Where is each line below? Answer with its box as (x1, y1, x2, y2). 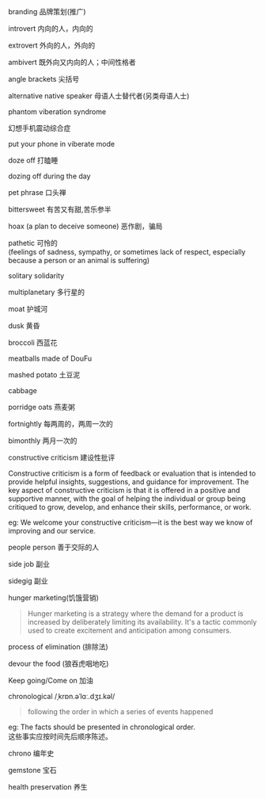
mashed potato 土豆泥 (8, 370, 81, 379)
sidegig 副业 (8, 576, 49, 585)
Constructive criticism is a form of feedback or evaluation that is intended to (8, 468, 256, 478)
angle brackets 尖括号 (8, 75, 80, 83)
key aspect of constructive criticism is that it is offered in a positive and (8, 486, 240, 495)
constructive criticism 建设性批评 (8, 453, 115, 462)
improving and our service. (8, 526, 97, 535)
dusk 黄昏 (8, 321, 40, 331)
